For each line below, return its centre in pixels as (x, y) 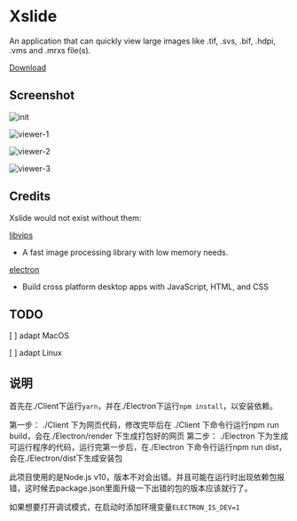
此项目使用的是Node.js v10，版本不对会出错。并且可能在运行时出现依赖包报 (147, 478)
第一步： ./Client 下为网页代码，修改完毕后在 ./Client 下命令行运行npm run (144, 425)
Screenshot (42, 95)
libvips (21, 235)
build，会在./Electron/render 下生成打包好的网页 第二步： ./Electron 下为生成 (149, 436)
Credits (30, 197)
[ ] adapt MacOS (39, 335)
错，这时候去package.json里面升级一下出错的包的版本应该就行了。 (131, 488)
